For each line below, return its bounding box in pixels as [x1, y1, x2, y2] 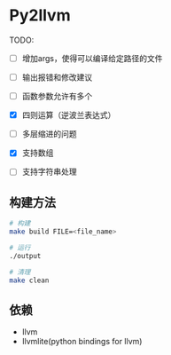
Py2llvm [9, 5, 71, 26]
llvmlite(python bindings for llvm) [21, 336, 143, 347]
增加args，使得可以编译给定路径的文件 [21, 52, 163, 63]
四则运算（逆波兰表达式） [21, 110, 116, 121]
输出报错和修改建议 [21, 72, 93, 83]
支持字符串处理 [21, 166, 77, 177]
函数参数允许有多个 [21, 91, 93, 102]
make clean [9, 276, 50, 285]
